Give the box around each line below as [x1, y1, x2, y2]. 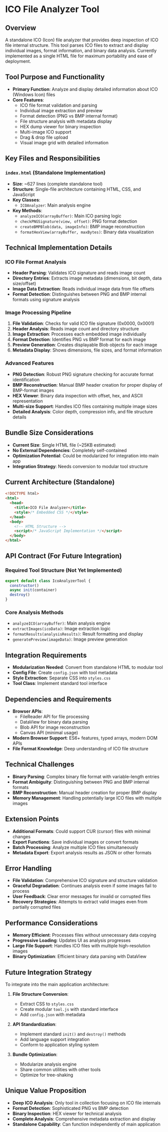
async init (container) [10, 587, 57, 593]
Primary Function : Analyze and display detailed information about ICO [12, 86, 158, 92]
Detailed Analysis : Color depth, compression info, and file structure [12, 408, 153, 414]
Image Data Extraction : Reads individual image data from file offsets [12, 286, 154, 292]
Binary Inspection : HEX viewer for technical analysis [12, 1110, 122, 1116]
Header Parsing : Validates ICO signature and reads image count [12, 270, 145, 276]
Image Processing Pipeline [5, 309, 72, 316]
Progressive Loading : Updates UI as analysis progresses [12, 937, 131, 943]
